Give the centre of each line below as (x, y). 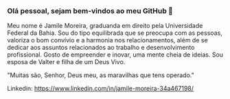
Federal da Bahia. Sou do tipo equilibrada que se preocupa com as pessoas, (115, 33)
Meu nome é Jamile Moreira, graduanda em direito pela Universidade (105, 26)
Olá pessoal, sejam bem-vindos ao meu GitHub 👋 (90, 11)
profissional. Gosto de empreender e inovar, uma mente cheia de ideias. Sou (115, 55)
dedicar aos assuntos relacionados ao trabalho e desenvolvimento (101, 48)
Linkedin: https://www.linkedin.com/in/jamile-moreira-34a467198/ (101, 89)
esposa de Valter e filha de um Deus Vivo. (66, 62)
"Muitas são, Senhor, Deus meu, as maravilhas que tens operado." (101, 75)
